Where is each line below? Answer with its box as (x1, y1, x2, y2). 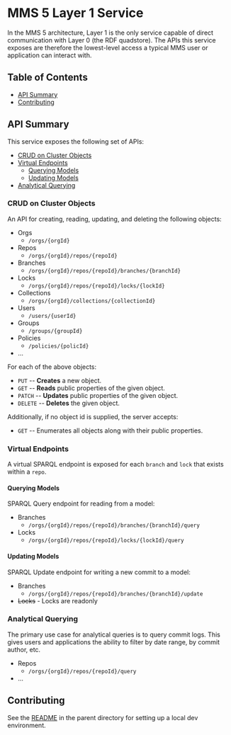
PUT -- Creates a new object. (17, 376, 101, 384)
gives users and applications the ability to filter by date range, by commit (7, 637, 220, 646)
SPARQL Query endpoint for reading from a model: (7, 499, 155, 508)
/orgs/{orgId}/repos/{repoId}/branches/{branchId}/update (28, 590, 203, 598)
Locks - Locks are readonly (17, 596, 98, 605)
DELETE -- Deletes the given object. (17, 399, 120, 407)
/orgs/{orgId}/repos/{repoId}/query (28, 668, 137, 675)
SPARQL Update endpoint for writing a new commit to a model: (7, 568, 191, 576)
